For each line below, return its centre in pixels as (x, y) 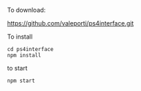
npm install (24, 55)
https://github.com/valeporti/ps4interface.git (70, 23)
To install (20, 37)
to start (17, 68)
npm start (21, 81)
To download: (26, 10)
